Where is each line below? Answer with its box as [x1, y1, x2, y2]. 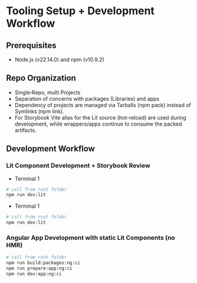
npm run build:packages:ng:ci [6, 260, 81, 266]
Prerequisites [6, 40, 57, 50]
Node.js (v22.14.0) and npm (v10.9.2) [14, 56, 104, 63]
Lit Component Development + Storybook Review [6, 162, 150, 170]
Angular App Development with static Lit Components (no [6, 233, 175, 242]
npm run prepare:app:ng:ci [6, 265, 73, 272]
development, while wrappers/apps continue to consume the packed [14, 120, 182, 127]
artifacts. [14, 126, 37, 134]
